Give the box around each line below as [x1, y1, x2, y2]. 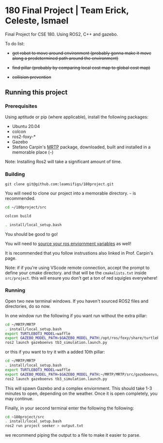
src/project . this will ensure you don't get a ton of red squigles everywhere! [5, 275, 158, 281]
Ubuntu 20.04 [12, 123, 40, 129]
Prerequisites [5, 103, 37, 109]
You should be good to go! [5, 231, 58, 237]
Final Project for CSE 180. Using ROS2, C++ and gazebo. [5, 31, 118, 37]
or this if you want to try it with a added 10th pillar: [5, 349, 105, 355]
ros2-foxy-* [12, 134, 36, 140]
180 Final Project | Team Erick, [5, 5, 129, 16]
